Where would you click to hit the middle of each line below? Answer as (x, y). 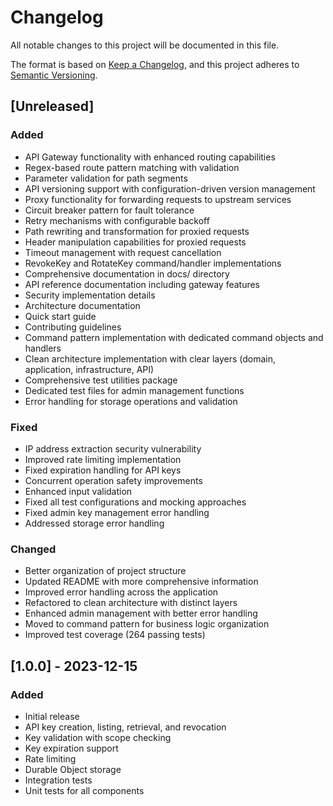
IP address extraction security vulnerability (113, 448)
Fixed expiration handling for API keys (103, 470)
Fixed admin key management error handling (117, 512)
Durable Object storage (73, 769)
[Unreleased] (52, 106)
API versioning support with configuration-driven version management (170, 188)
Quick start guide (60, 316)
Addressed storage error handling (94, 523)
